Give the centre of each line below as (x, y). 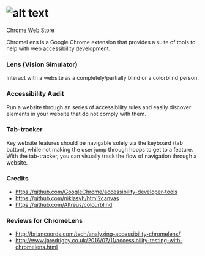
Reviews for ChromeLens (45, 221)
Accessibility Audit (35, 94)
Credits (17, 178)
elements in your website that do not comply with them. (76, 114)
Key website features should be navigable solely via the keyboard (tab (95, 143)
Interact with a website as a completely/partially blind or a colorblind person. (102, 78)
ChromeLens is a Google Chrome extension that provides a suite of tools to (101, 42)
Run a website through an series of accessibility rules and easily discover (99, 107)
